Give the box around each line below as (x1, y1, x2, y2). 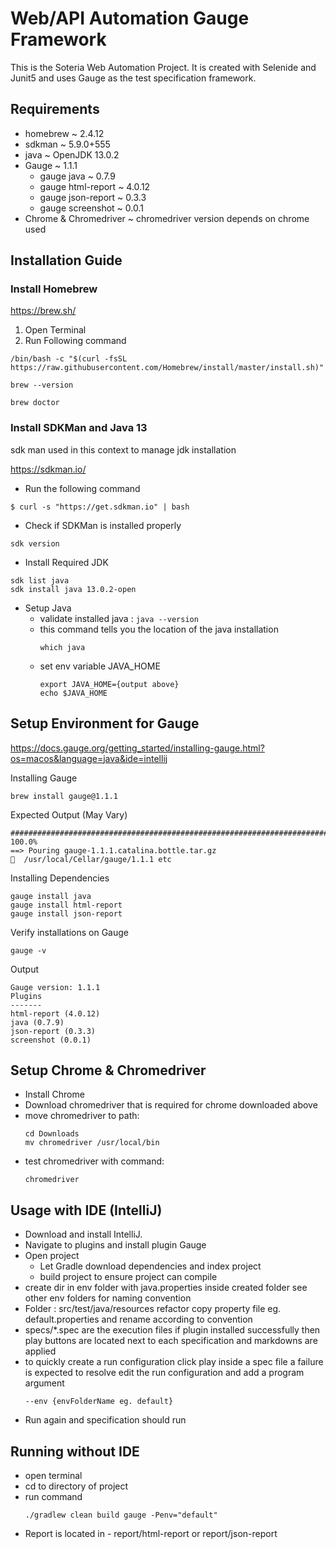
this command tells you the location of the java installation (39, 623, 279, 635)
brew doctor (10, 398, 60, 408)
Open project (24, 1250, 80, 1262)
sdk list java (10, 575, 70, 586)
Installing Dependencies (10, 872, 110, 884)
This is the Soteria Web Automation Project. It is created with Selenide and (10, 61, 317, 73)
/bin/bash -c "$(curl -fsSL (10, 354, 128, 364)
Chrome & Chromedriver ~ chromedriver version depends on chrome (24, 212, 310, 224)
